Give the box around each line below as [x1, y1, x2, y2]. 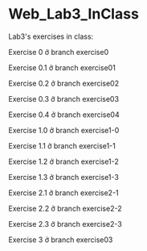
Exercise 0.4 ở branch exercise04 [8, 110, 120, 119]
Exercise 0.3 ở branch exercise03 [8, 94, 119, 103]
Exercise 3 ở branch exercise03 [8, 235, 113, 245]
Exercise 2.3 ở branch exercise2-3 [8, 219, 122, 228]
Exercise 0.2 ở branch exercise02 [8, 78, 119, 88]
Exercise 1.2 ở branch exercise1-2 [8, 157, 119, 166]
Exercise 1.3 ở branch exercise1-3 [8, 172, 119, 182]
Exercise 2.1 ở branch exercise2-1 [8, 187, 119, 198]
